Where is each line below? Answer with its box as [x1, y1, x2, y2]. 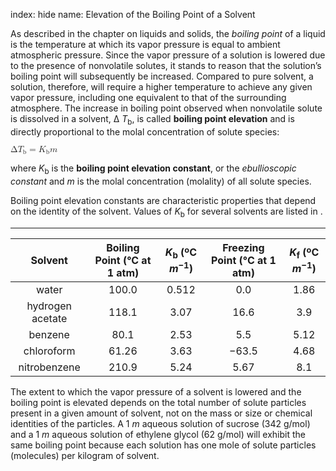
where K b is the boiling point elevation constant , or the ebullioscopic [10, 162, 297, 177]
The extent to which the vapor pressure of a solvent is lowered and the [10, 385, 302, 398]
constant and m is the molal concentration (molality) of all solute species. [10, 175, 312, 188]
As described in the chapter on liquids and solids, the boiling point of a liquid [10, 28, 326, 39]
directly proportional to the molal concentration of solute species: [10, 125, 280, 138]
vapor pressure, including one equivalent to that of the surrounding [10, 92, 287, 103]
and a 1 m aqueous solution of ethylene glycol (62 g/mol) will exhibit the [10, 428, 306, 440]
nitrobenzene [18, 360, 81, 374]
